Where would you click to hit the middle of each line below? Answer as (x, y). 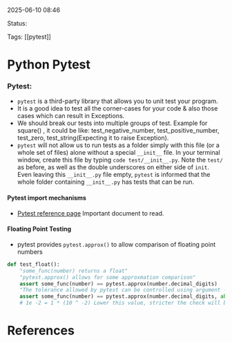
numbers (30, 251)
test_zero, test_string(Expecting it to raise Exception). (93, 138)
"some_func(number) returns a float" (74, 271)
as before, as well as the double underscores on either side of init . (113, 167)
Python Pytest (49, 65)
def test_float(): (33, 264)
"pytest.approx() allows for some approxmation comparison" (108, 277)
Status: (17, 23)
